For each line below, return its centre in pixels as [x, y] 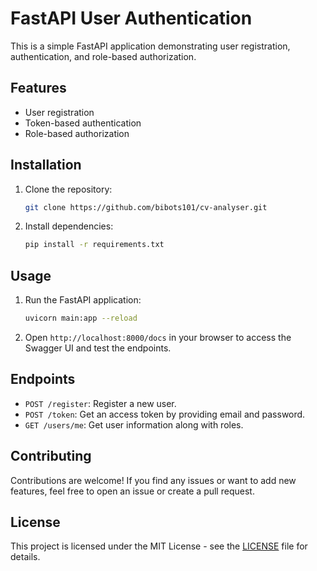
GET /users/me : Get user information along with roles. [134, 424]
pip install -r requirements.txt [94, 245]
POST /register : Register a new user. [100, 403]
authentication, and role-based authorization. [103, 56]
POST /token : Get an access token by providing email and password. [165, 414]
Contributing [51, 456]
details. [25, 557]
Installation [46, 165]
